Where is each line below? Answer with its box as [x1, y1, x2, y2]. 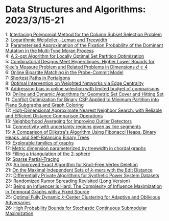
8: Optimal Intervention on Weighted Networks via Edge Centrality [5, 80, 144, 86]
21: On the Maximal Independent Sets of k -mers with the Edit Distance [5, 167, 153, 173]
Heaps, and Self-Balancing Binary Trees [5, 134, 89, 140]
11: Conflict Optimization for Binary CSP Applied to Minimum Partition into [5, 96, 159, 103]
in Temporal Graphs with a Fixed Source [5, 188, 90, 194]
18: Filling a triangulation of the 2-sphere [5, 151, 91, 157]
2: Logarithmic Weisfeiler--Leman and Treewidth [5, 37, 107, 43]
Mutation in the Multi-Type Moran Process [5, 47, 94, 54]
